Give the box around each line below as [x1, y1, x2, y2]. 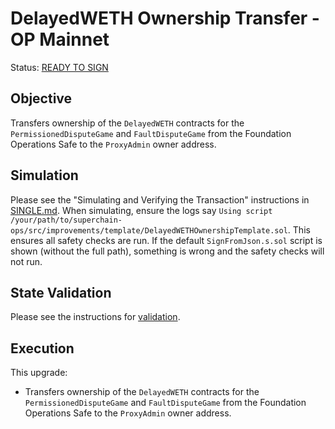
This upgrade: [10, 367, 68, 379]
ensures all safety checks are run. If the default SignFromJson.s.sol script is [10, 234, 323, 246]
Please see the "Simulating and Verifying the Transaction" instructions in [10, 193, 310, 206]
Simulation [10, 167, 79, 184]
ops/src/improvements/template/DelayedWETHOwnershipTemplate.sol [10, 225, 288, 236]
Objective [10, 90, 73, 107]
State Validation [10, 284, 112, 301]
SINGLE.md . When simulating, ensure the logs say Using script [10, 204, 273, 216]
